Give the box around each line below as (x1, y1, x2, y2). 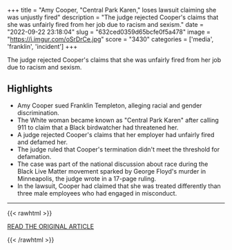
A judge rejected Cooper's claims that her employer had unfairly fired (17, 130, 215, 138)
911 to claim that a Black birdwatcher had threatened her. (17, 123, 179, 132)
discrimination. (17, 108, 60, 116)
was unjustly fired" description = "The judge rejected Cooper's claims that (7, 13, 219, 21)
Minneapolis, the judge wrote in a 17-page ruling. (17, 174, 157, 183)
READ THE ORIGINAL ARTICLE (7, 222, 95, 230)
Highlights (7, 83, 53, 95)
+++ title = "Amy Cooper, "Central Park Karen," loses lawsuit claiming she (7, 6, 217, 14)
